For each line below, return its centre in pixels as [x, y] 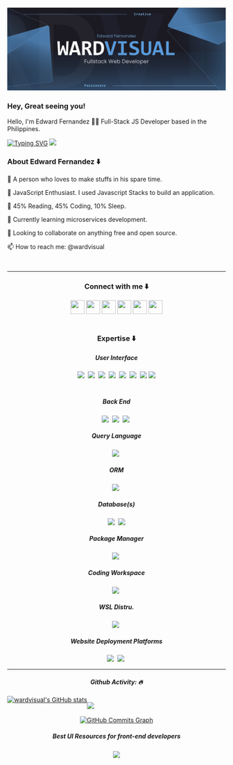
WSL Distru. [116, 607]
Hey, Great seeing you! [46, 106]
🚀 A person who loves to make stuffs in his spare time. [85, 179]
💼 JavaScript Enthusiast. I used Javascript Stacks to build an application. [111, 193]
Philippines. [24, 128]
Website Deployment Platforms [116, 642]
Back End [116, 402]
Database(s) [116, 504]
